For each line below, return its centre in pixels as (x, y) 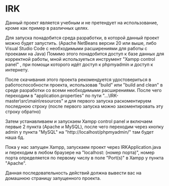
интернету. (17, 70)
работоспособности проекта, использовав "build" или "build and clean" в (84, 85)
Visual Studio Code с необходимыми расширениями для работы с (76, 48)
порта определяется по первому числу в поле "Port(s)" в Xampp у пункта (84, 158)
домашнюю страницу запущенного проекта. (53, 178)
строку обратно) (23, 112)
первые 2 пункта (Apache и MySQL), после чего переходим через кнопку (84, 127)
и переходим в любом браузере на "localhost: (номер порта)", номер (80, 152)
